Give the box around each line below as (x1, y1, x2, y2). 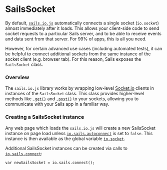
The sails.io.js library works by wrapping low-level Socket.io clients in (5, 85, 154, 91)
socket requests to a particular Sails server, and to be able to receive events (5, 30, 161, 36)
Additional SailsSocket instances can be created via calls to (5, 145, 127, 151)
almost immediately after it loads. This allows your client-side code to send (5, 25, 159, 31)
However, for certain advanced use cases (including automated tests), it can (5, 45, 162, 51)
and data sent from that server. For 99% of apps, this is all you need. (5, 36, 146, 42)
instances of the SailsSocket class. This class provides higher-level (5, 91, 144, 97)
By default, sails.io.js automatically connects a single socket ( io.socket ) (5, 20, 159, 26)
